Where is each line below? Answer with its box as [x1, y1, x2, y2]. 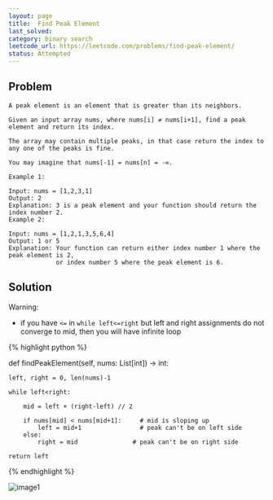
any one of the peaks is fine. [8, 144, 115, 152]
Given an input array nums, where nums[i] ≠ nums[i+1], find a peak [8, 116, 246, 124]
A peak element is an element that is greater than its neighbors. [8, 101, 243, 110]
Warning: [8, 302, 39, 312]
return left [8, 452, 49, 460]
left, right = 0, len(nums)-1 [8, 374, 112, 382]
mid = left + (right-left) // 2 [23, 402, 133, 410]
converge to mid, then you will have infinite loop [20, 327, 182, 336]
